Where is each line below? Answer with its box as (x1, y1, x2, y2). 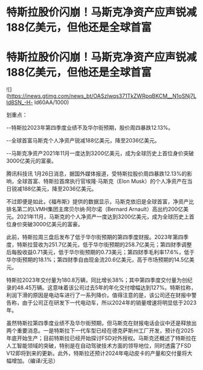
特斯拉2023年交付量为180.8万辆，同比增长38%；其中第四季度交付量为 (6, 276, 182, 284)
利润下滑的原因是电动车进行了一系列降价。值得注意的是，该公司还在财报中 (6, 292, 192, 299)
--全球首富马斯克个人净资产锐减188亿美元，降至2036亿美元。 (6, 137, 160, 144)
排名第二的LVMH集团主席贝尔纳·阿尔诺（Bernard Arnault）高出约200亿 (6, 206, 184, 213)
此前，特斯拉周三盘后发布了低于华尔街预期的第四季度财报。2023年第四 (6, 234, 184, 241)
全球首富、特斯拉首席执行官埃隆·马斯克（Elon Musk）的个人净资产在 (16, 177, 187, 185)
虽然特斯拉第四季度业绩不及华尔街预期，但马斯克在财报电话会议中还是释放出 (6, 319, 197, 327)
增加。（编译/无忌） (11, 357, 59, 365)
